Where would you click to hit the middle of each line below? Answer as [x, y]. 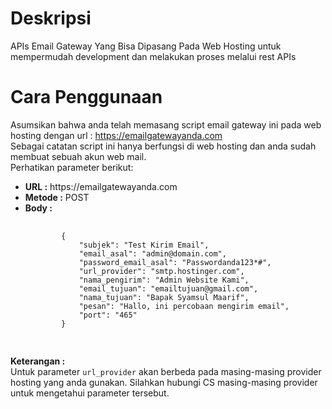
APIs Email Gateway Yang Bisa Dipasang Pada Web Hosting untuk [146, 46]
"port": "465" [108, 315]
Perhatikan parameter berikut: [72, 167]
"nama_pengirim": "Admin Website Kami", [164, 280]
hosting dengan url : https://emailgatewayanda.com [116, 135]
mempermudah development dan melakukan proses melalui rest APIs [153, 56]
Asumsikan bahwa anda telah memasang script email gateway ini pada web [166, 124]
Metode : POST [57, 197]
